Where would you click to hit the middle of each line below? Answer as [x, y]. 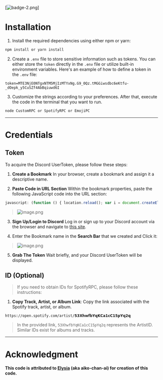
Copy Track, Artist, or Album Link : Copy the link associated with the [81, 302]
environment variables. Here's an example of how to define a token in [81, 69]
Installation [28, 27]
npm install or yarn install [34, 49]
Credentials [29, 135]
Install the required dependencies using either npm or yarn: [71, 40]
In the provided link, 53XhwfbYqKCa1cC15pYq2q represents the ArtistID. [85, 325]
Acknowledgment [42, 354]
